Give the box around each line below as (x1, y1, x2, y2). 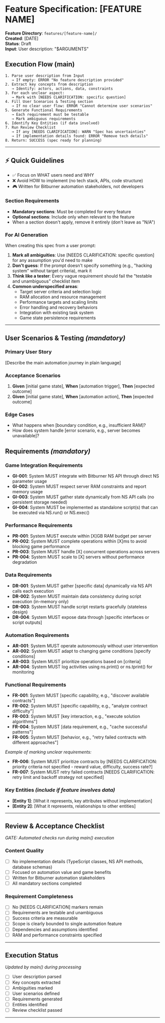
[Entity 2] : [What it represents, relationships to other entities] (12, 803, 136, 809)
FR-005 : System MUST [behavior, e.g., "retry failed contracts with (12, 735, 146, 740)
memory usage (12, 489, 43, 495)
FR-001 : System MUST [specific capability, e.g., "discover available (12, 693, 149, 699)
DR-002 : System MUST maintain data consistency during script (12, 593, 141, 599)
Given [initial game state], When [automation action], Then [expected (12, 394, 154, 400)
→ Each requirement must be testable (11, 112, 89, 117)
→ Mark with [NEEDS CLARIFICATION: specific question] (11, 95, 126, 99)
